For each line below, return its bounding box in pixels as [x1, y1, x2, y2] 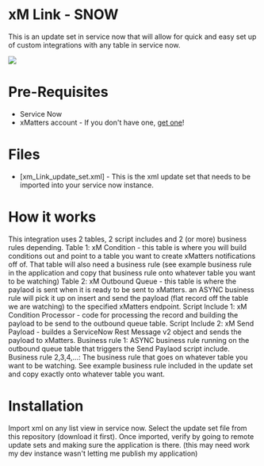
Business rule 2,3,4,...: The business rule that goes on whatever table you [8, 352, 248, 362]
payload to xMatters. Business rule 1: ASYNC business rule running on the [8, 335, 250, 345]
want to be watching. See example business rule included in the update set [8, 360, 254, 370]
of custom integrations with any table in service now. [8, 40, 181, 49]
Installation [8, 397, 84, 414]
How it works [8, 208, 97, 225]
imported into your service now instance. [19, 180, 155, 190]
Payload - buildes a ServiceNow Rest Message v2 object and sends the [8, 327, 242, 337]
